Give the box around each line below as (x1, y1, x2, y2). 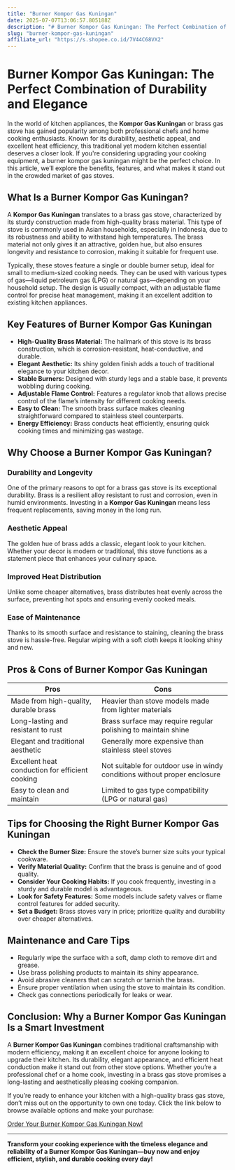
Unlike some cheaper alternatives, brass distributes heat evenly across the (7, 587, 222, 596)
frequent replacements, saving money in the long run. (7, 506, 162, 515)
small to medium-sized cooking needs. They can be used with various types (7, 268, 227, 277)
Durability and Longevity (7, 468, 93, 477)
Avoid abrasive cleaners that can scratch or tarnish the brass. (17, 975, 194, 984)
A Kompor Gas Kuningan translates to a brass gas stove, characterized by (7, 210, 222, 218)
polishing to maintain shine (101, 725, 190, 735)
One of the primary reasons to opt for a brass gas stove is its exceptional (7, 484, 217, 492)
